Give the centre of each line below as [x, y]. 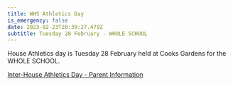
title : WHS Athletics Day [45, 14]
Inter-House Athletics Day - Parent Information [75, 75]
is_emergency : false [38, 20]
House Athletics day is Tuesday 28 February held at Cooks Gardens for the [117, 54]
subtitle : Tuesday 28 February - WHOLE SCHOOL [77, 33]
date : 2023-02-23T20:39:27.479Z [55, 27]
